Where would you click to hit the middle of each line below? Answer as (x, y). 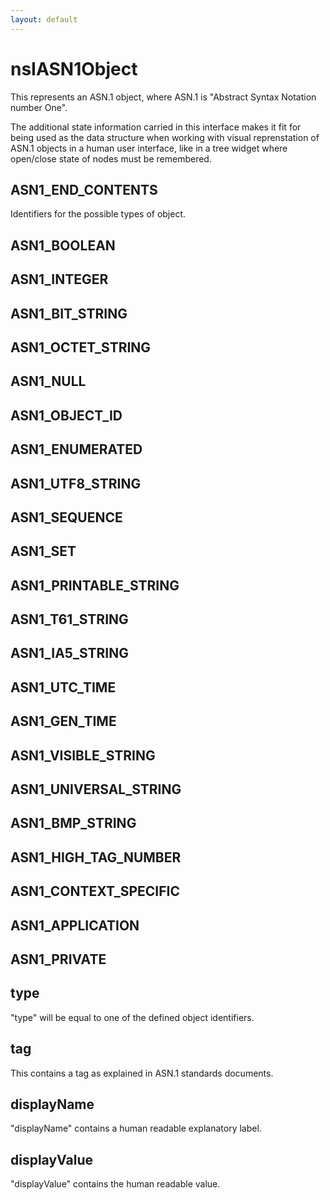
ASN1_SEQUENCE (66, 517)
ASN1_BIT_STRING (69, 313)
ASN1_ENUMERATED (76, 449)
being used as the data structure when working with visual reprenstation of (165, 137)
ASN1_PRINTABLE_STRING (95, 585)
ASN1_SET (43, 551)
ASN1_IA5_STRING (69, 653)
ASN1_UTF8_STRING (76, 483)
